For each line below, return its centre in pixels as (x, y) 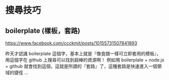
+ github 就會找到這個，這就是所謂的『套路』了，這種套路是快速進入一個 (81, 66)
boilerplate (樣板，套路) (43, 31)
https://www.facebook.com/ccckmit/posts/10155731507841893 (71, 43)
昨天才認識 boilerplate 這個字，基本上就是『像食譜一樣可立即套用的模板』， (83, 53)
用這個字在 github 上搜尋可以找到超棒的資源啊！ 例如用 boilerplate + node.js (85, 60)
